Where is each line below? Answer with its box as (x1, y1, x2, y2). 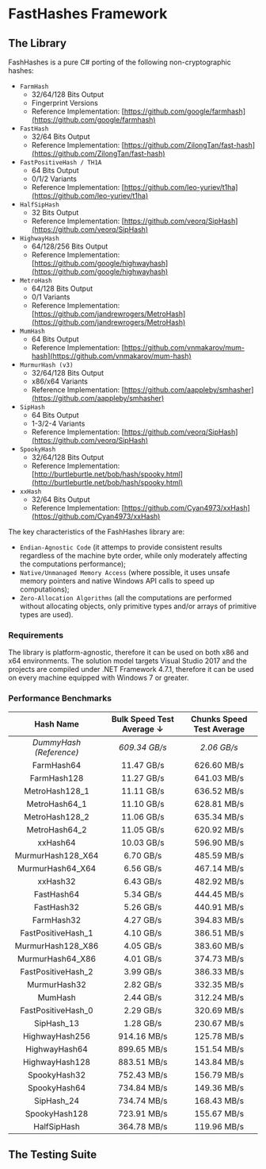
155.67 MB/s (194, 1108, 244, 1119)
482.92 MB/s (194, 875, 244, 886)
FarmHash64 (32, 759, 82, 770)
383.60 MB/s (194, 940, 244, 951)
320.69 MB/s (194, 1005, 244, 1016)
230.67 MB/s (194, 1017, 244, 1028)
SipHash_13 (34, 1017, 80, 1028)
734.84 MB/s (117, 1082, 168, 1093)
